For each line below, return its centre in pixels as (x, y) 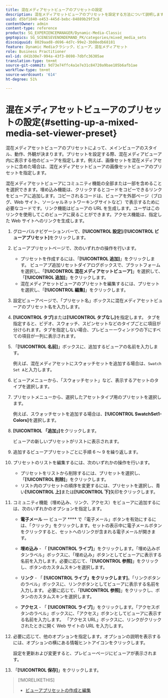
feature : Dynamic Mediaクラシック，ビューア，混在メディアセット (67, 47)
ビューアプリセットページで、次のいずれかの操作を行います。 (76, 248)
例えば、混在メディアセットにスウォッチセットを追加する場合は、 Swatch (87, 363)
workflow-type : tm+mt (28, 70)
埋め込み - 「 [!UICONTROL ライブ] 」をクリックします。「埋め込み (88, 548)
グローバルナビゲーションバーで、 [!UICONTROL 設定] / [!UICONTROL (83, 231)
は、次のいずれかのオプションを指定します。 (59, 509)
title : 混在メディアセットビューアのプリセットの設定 (54, 10)
